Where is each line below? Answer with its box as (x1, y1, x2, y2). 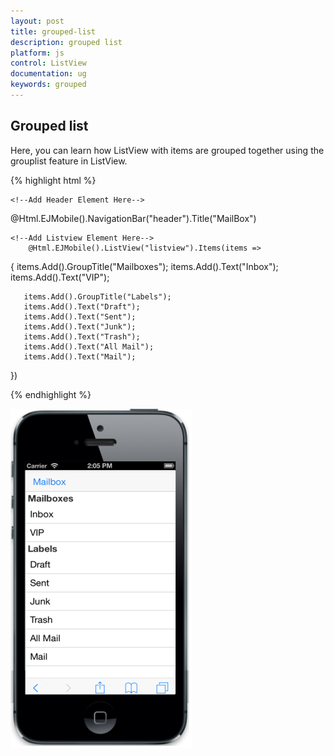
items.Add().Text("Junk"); (23, 321, 137, 332)
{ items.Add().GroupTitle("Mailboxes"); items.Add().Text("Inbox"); (10, 260, 279, 272)
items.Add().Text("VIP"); (10, 271, 110, 283)
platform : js (10, 48, 65, 58)
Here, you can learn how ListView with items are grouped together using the (10, 144, 325, 156)
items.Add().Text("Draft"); (23, 301, 141, 312)
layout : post (10, 16, 65, 26)
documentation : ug (10, 69, 87, 79)
